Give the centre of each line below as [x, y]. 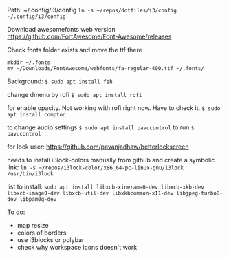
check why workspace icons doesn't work [77, 247]
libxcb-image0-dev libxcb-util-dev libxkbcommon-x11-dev [90, 193]
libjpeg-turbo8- [200, 193]
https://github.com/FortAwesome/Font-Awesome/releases [89, 36]
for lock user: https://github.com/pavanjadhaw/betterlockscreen [98, 147]
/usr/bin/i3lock [30, 174]
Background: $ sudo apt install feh [60, 81]
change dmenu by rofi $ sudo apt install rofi [75, 95]
